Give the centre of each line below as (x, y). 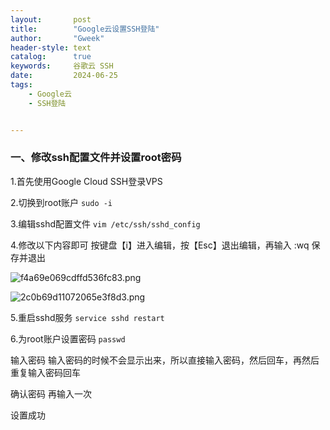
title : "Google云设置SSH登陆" (85, 29)
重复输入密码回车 (45, 372)
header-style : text (51, 47)
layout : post (51, 19)
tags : (21, 85)
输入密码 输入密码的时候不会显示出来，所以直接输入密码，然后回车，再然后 (165, 360)
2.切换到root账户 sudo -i (61, 202)
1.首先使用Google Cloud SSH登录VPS (86, 181)
